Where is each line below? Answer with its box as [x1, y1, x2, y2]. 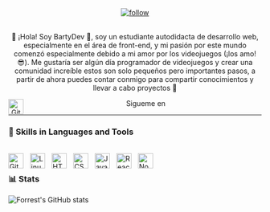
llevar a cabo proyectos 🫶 [92, 84, 178, 92]
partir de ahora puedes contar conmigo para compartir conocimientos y [15, 75, 255, 84]
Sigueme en [125, 99, 166, 108]
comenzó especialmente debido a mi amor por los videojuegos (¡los [13, 49, 239, 59]
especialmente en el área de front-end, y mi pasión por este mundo [23, 40, 247, 50]
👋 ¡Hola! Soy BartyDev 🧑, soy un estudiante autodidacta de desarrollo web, [11, 32, 259, 41]
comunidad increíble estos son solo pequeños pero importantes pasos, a [14, 66, 256, 75]
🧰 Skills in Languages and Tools [8, 126, 134, 137]
